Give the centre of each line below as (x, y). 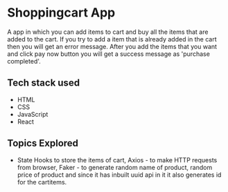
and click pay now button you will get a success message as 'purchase (108, 54)
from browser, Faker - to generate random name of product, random (115, 167)
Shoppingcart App (61, 13)
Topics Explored (43, 143)
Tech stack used (44, 83)
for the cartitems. (42, 182)
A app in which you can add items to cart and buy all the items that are (108, 32)
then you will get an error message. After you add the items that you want (112, 46)
